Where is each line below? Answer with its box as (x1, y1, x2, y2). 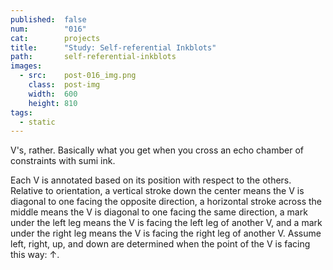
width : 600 (28, 89, 78, 99)
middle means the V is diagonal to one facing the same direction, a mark (10, 206, 308, 218)
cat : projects (10, 33, 101, 43)
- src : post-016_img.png (19, 71, 137, 81)
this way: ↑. (10, 249, 60, 261)
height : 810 (28, 98, 78, 108)
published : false (10, 14, 87, 25)
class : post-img (28, 80, 101, 90)
